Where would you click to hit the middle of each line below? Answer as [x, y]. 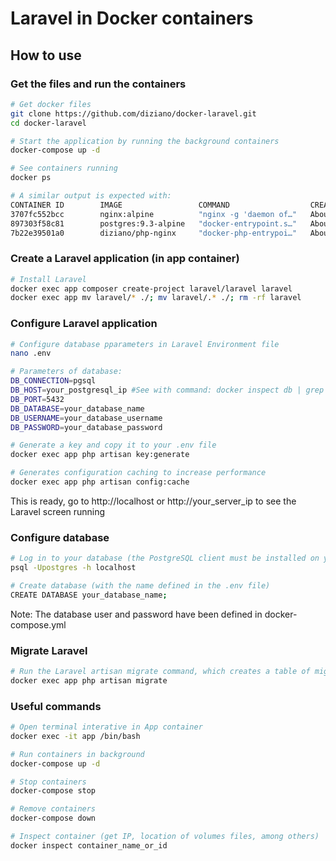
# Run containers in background [77, 754]
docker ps [31, 178]
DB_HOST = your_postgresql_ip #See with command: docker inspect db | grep [167, 390]
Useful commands [56, 706]
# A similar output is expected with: [91, 196]
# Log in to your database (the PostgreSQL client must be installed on [165, 558]
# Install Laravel [48, 279]
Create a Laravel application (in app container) [125, 259]
